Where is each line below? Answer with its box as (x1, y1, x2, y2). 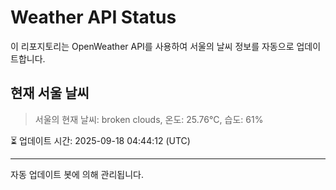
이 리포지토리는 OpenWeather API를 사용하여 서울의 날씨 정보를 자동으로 (10, 40, 295, 52)
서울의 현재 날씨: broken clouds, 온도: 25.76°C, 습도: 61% (34, 113, 264, 125)
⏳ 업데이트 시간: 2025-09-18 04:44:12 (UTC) (10, 134, 191, 146)
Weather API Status (10, 6, 177, 29)
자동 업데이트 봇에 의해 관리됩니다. (10, 168, 144, 180)
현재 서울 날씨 (10, 85, 90, 102)
